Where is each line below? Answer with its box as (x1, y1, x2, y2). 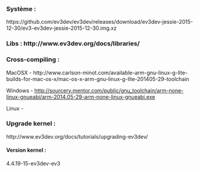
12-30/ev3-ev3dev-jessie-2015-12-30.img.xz (6, 24, 117, 32)
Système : (6, 5, 36, 13)
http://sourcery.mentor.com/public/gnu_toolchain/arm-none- (34, 87, 184, 94)
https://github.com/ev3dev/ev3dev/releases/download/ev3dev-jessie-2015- (6, 18, 193, 26)
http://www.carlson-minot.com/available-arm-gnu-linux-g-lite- (32, 69, 188, 76)
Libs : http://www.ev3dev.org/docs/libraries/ (6, 39, 140, 48)
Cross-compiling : (6, 55, 60, 64)
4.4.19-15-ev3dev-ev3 (6, 160, 61, 167)
